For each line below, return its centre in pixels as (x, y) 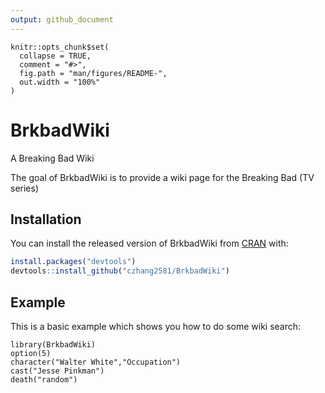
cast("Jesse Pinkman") (57, 371)
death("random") (44, 379)
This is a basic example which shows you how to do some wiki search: (156, 326)
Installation (46, 219)
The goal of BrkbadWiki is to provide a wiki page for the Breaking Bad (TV (162, 177)
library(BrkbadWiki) (53, 344)
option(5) (31, 353)
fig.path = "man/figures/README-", (93, 73)
